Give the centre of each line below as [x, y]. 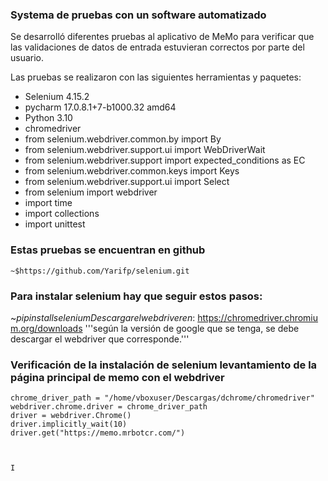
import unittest [55, 224]
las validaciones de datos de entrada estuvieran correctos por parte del [157, 47]
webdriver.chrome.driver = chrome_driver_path [109, 407]
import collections [62, 214]
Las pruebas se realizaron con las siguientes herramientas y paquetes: [156, 77]
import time [48, 203]
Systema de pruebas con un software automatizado [138, 15]
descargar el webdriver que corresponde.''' [100, 339]
